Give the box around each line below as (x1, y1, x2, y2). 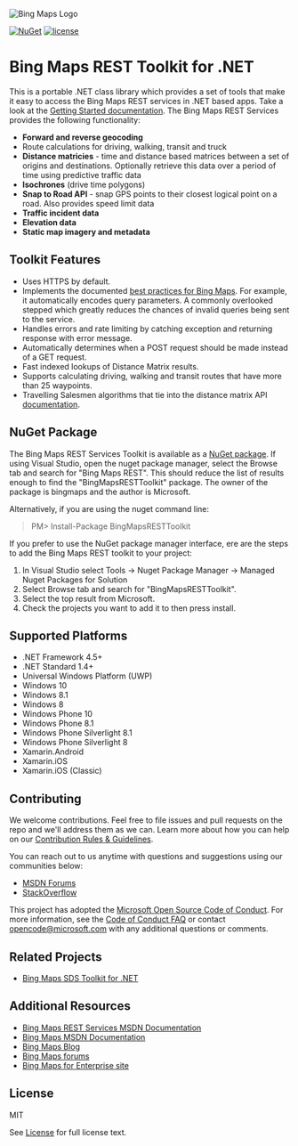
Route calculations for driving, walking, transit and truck (21, 141, 227, 151)
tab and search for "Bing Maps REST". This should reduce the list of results (9, 467, 285, 478)
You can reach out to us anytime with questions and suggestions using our (9, 851, 283, 862)
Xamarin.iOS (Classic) (21, 766, 102, 776)
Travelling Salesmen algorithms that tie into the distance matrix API (21, 389, 268, 400)
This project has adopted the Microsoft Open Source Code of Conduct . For (9, 905, 284, 915)
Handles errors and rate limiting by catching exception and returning (21, 323, 273, 334)
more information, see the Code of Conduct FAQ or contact (9, 914, 226, 925)
